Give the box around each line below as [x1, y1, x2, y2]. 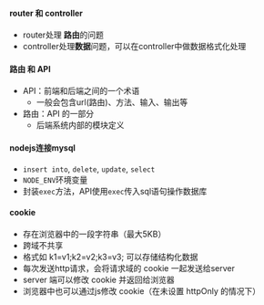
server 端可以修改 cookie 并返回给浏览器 [22, 274, 175, 285]
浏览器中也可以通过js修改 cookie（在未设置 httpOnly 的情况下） [22, 285, 261, 296]
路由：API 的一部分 [22, 109, 95, 120]
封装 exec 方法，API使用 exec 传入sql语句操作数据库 [22, 185, 208, 196]
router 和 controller [9, 7, 84, 18]
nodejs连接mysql [9, 142, 76, 153]
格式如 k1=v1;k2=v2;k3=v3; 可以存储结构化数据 [22, 251, 198, 262]
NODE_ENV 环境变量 [22, 174, 88, 185]
